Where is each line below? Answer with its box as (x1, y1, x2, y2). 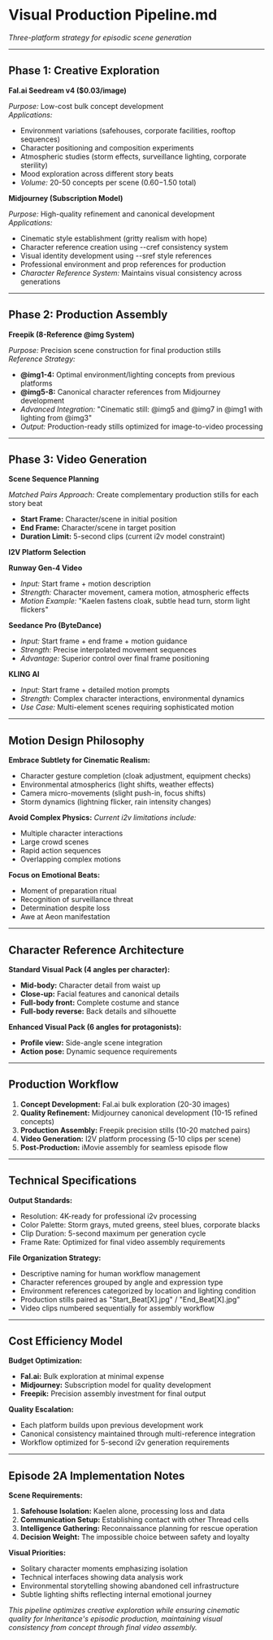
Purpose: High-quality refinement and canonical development (8, 209, 215, 219)
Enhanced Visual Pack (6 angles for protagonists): (8, 1023, 182, 1032)
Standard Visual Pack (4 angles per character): (8, 965, 171, 974)
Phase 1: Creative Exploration (8, 63, 160, 78)
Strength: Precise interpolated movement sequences (19, 645, 197, 655)
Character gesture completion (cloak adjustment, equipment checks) (19, 771, 252, 781)
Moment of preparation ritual (19, 886, 117, 896)
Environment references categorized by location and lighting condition (19, 1285, 256, 1295)
